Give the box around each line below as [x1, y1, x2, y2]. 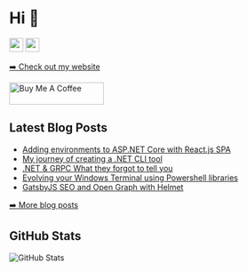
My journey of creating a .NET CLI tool [21, 153, 163, 163]
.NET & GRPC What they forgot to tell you [21, 163, 173, 173]
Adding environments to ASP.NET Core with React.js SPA [21, 144, 231, 155]
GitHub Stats [9, 228, 82, 243]
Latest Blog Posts [9, 120, 108, 136]
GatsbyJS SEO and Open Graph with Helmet [21, 181, 184, 192]
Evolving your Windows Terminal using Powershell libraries [21, 172, 238, 183]
